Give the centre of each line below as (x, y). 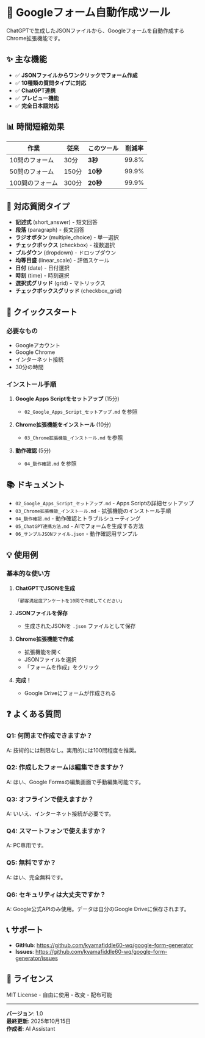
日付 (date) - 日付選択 (42, 268)
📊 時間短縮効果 (36, 127)
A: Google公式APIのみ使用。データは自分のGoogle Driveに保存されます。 (98, 909)
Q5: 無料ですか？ (31, 863)
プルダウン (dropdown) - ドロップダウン (66, 253)
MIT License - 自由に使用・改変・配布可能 (59, 995)
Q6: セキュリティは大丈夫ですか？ (56, 895)
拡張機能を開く (43, 652)
